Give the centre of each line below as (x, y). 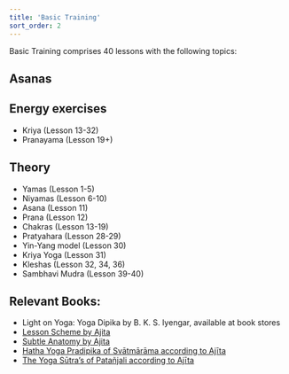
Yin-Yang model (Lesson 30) (74, 245)
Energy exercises (58, 109)
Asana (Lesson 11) (55, 207)
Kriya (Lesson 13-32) (60, 130)
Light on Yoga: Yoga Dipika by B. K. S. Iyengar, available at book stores (151, 323)
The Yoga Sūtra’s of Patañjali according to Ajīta (108, 361)
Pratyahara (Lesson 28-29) (71, 236)
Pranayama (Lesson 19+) (67, 139)
